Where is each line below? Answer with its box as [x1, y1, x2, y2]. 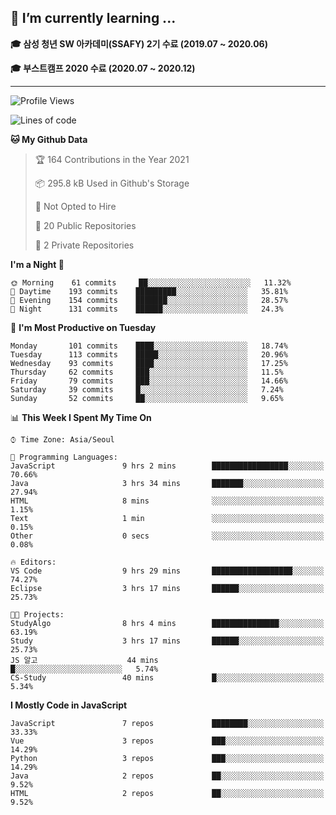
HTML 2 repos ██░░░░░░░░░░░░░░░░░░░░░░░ [10, 788, 325, 798]
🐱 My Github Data [10, 133, 88, 145]
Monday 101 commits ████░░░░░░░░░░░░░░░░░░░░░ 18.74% [10, 341, 288, 351]
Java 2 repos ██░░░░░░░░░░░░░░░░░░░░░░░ [10, 771, 325, 781]
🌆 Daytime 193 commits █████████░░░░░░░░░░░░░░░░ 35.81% [10, 286, 288, 296]
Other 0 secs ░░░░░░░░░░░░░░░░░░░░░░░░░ [10, 531, 325, 541]
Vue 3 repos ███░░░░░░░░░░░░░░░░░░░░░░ [10, 736, 325, 746]
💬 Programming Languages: [10, 452, 118, 462]
